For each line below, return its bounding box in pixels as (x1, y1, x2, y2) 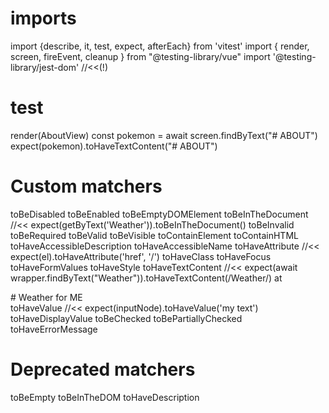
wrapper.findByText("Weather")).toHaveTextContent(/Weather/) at (10, 272, 283, 284)
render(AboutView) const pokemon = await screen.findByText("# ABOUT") (10, 129, 318, 141)
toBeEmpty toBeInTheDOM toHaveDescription (10, 391, 200, 403)
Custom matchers (10, 175, 163, 198)
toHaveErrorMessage (10, 323, 98, 335)
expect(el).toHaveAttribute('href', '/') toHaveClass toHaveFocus (10, 250, 272, 262)
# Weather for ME (10, 291, 83, 303)
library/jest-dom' (10, 61, 80, 73)
